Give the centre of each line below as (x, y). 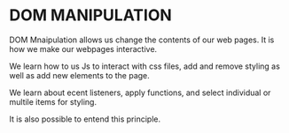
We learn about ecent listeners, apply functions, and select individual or (140, 92)
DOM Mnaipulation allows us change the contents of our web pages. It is (142, 40)
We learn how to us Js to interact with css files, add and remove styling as (145, 66)
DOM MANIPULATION (91, 15)
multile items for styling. (53, 101)
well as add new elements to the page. (80, 75)
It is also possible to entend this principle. (85, 119)
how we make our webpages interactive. (83, 48)
